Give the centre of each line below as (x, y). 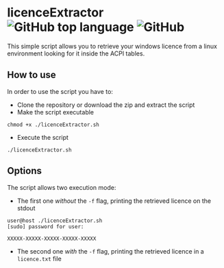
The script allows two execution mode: (62, 187)
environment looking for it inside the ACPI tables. (76, 53)
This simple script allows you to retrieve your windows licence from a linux (112, 46)
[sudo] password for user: (46, 227)
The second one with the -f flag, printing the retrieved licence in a (110, 251)
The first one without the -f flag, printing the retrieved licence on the (114, 201)
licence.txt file (39, 258)
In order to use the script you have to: (60, 91)
